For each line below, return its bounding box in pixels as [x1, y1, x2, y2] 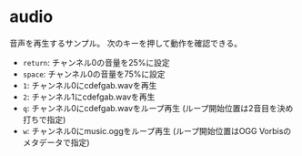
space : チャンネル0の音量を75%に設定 [22, 68, 166, 79]
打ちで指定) [22, 114, 66, 125]
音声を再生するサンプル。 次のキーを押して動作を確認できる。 [9, 37, 243, 48]
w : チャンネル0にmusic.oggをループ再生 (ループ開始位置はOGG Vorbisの [22, 125, 292, 136]
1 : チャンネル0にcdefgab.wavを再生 [22, 79, 157, 90]
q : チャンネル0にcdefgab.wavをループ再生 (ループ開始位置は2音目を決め [22, 102, 294, 113]
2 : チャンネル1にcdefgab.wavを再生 [22, 91, 156, 102]
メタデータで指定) [22, 137, 90, 148]
